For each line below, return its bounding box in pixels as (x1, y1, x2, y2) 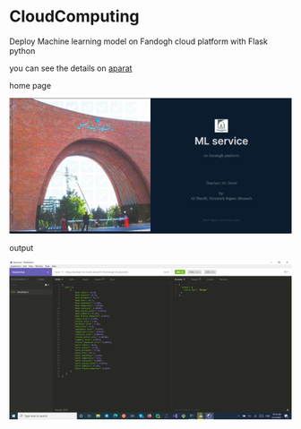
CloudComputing (9, 6, 141, 27)
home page (9, 80, 52, 90)
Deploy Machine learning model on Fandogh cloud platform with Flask (9, 36, 269, 47)
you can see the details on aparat (9, 63, 133, 73)
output (9, 243, 34, 253)
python (9, 45, 36, 56)
